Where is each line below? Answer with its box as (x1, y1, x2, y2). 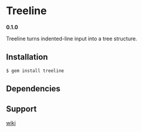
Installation (6, 52, 48, 62)
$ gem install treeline (6, 68, 65, 74)
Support (6, 104, 37, 114)
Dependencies (6, 84, 60, 94)
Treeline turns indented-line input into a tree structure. (6, 35, 137, 42)
